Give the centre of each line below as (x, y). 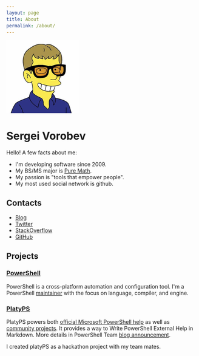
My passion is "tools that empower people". (69, 177)
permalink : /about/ (31, 26)
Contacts (24, 203)
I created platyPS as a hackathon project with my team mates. (84, 347)
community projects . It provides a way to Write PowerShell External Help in (100, 329)
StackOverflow (34, 230)
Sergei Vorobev (46, 136)
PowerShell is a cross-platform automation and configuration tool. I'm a (95, 286)
